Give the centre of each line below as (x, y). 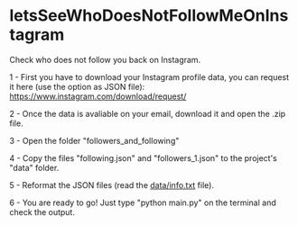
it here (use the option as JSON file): (77, 86)
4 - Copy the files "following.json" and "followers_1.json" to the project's (143, 157)
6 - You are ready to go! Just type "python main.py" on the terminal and (143, 202)
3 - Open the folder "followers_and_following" (94, 140)
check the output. (42, 211)
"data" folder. (34, 167)
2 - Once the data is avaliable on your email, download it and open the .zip (148, 113)
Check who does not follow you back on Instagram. (105, 59)
